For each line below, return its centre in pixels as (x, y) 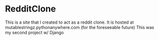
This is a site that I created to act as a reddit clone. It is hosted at (70, 22)
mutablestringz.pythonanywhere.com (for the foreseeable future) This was (79, 27)
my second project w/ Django (34, 32)
